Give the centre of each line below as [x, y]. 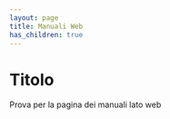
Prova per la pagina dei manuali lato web [85, 104]
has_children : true [46, 35]
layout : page [34, 18]
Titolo [32, 79]
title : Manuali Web [46, 26]
